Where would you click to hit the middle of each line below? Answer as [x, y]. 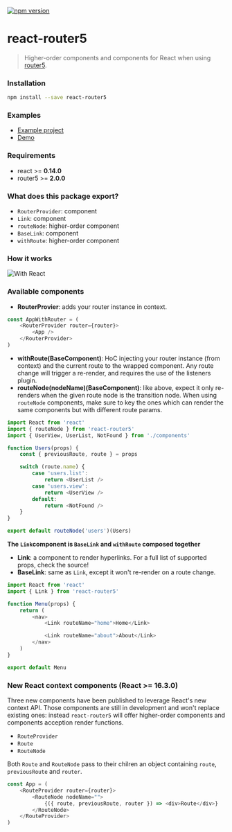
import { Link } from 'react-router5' [63, 591]
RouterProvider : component [57, 211]
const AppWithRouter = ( [43, 319]
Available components [46, 292]
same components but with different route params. [90, 409]
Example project [41, 130]
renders [28, 395]
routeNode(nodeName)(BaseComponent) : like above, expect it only [115, 387]
